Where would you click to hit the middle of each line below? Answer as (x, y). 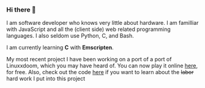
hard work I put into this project (46, 79)
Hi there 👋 (21, 10)
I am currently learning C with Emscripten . (60, 47)
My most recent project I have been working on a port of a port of (89, 59)
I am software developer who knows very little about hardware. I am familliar (102, 23)
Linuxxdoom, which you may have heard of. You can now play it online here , (102, 66)
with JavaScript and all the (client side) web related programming (89, 29)
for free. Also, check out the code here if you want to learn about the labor (100, 72)
